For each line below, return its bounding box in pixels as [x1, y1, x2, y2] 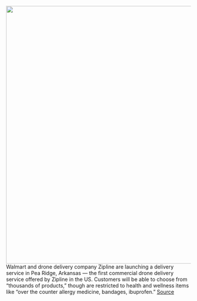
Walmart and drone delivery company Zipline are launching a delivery [6, 263, 174, 270]
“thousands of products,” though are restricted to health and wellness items [6, 282, 189, 289]
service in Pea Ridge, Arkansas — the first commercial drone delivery [6, 270, 174, 276]
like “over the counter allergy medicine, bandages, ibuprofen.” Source [6, 289, 175, 295]
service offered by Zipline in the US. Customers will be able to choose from [6, 276, 188, 283]
